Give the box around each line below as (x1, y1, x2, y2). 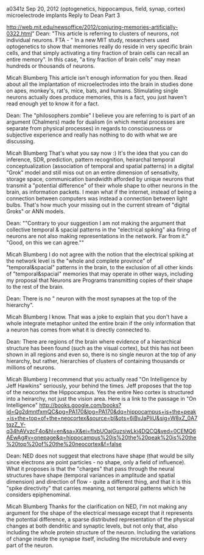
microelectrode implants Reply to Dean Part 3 (6, 12, 121, 19)
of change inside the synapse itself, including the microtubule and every (6, 536, 188, 542)
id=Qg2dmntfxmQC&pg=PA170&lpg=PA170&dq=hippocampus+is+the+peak (6, 408, 197, 415)
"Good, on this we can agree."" (6, 239, 84, 246)
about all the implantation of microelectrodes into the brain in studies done (6, 80, 193, 88)
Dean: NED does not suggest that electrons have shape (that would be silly (6, 452, 194, 459)
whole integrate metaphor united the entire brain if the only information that (6, 320, 196, 327)
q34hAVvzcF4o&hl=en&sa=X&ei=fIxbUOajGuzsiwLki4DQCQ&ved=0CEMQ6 (6, 428, 197, 434)
